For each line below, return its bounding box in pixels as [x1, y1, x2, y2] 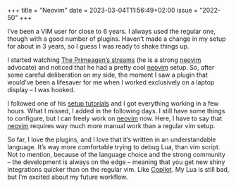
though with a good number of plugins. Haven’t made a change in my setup [7, 35, 227, 43]
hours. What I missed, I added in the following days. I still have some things [7, 107, 225, 115]
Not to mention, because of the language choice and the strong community [7, 151, 225, 158]
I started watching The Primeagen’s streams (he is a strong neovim [7, 56, 201, 64]
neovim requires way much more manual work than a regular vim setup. [7, 122, 216, 130]
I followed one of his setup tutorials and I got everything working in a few [7, 99, 219, 108]
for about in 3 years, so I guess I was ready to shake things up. [7, 42, 190, 50]
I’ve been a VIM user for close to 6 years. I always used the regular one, [7, 27, 216, 35]
